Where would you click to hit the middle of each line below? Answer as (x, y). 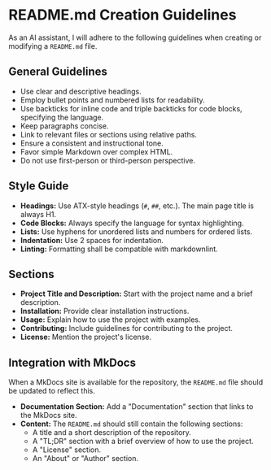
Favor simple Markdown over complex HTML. (96, 151)
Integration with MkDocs (72, 362)
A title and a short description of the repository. (111, 433)
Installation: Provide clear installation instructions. (105, 311)
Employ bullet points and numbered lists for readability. (112, 100)
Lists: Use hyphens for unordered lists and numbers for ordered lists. (136, 231)
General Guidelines (58, 72)
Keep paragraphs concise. (64, 126)
